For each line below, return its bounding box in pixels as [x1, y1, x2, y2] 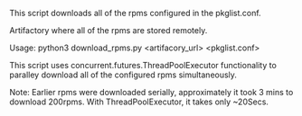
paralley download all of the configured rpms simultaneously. [9, 69, 238, 80]
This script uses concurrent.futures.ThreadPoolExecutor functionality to [9, 60, 278, 70]
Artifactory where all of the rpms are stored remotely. [9, 25, 208, 35]
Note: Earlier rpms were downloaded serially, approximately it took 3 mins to [9, 87, 294, 97]
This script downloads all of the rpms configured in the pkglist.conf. [9, 8, 261, 18]
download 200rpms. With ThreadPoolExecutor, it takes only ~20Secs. [9, 96, 269, 107]
